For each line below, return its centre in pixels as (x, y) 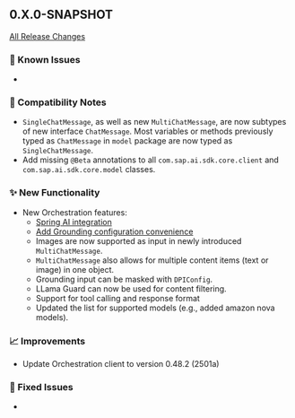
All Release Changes (48, 36)
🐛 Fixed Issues (41, 387)
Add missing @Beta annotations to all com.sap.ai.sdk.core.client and (151, 160)
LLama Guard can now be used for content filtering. (131, 288)
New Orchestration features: (74, 212)
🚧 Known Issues (45, 59)
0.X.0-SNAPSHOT (61, 15)
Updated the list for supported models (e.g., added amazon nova (155, 308)
